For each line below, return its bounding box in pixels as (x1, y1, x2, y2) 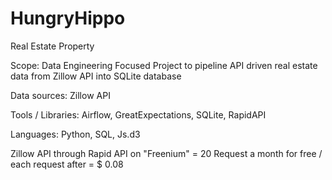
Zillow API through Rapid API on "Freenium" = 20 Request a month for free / (10, 147, 323, 159)
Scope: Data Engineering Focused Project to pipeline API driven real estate (10, 59, 318, 71)
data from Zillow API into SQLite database (10, 70, 182, 82)
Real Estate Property (10, 40, 95, 52)
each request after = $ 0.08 (10, 158, 124, 170)
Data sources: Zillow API (10, 89, 111, 101)
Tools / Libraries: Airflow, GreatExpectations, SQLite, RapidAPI (10, 108, 267, 121)
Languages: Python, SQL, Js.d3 (10, 128, 141, 140)
